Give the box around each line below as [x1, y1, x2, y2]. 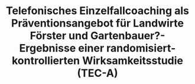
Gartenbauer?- [90, 29, 165, 42]
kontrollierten [12, 54, 80, 68]
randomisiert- [106, 42, 176, 55]
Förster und [30, 29, 89, 42]
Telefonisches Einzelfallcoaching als [6, 4, 189, 18]
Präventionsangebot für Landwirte [11, 16, 184, 30]
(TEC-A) [77, 66, 118, 80]
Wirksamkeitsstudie [82, 54, 183, 68]
